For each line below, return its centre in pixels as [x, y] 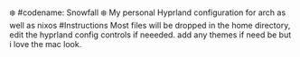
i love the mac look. [46, 44]
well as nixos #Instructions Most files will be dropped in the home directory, [150, 25]
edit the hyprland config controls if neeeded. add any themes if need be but [150, 35]
